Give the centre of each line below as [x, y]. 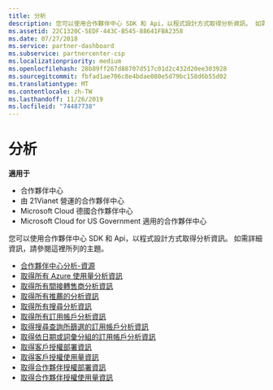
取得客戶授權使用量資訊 [59, 357]
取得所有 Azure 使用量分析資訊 [71, 276]
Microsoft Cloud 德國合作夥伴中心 [77, 211]
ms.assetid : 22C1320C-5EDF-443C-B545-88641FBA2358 [96, 31]
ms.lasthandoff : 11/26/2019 [56, 99]
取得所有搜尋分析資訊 [56, 306]
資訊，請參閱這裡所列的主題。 [58, 249]
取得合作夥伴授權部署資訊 [63, 367]
